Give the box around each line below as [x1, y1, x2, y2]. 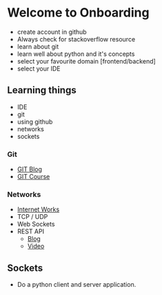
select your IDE [17, 64, 61, 73]
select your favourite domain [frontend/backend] [17, 57, 156, 65]
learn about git [17, 42, 59, 50]
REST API [17, 227, 45, 236]
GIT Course [17, 173, 50, 181]
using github [17, 117, 53, 126]
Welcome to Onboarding [7, 5, 150, 21]
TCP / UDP [17, 213, 48, 221]
